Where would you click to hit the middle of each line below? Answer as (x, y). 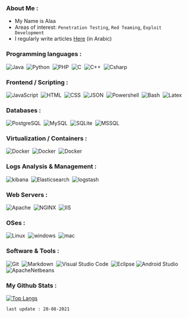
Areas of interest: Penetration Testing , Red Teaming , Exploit (88, 27)
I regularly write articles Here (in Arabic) (63, 39)
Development (29, 33)
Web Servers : (27, 195)
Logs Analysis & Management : (52, 166)
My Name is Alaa (35, 21)
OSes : (16, 223)
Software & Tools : (33, 251)
